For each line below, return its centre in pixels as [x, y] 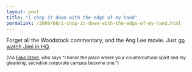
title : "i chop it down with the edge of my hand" [72, 18]
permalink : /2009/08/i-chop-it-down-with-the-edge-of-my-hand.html [94, 23]
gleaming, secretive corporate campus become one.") [63, 63]
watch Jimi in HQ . [28, 47]
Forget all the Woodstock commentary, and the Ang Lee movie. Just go [95, 41]
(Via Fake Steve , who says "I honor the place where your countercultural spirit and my [96, 58]
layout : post [23, 12]
